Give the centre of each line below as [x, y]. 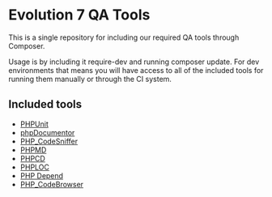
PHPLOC [35, 167]
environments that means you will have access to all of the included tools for [136, 70]
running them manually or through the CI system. [90, 79]
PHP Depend [41, 175]
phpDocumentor [47, 132]
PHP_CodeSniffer [49, 141]
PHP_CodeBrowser [51, 184]
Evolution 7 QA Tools [79, 15]
